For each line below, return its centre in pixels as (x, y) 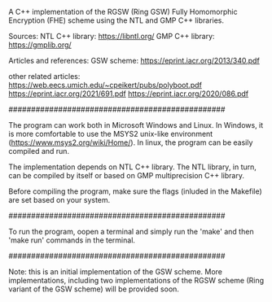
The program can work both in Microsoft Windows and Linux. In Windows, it (136, 125)
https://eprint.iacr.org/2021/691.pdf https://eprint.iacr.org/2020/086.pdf (129, 94)
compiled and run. (39, 151)
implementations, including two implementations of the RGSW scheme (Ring (136, 280)
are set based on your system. (59, 200)
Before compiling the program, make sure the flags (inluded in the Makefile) (135, 191)
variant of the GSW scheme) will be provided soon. (94, 289)
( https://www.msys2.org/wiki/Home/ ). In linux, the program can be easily (131, 142)
